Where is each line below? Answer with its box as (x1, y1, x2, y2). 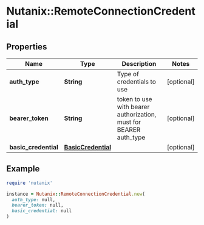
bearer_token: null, (12, 202, 64, 209)
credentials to (117, 77, 156, 86)
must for (117, 118, 141, 126)
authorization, (117, 110, 157, 118)
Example (6, 163, 40, 174)
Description (121, 60, 157, 68)
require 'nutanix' (6, 180, 53, 186)
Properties (6, 41, 47, 52)
